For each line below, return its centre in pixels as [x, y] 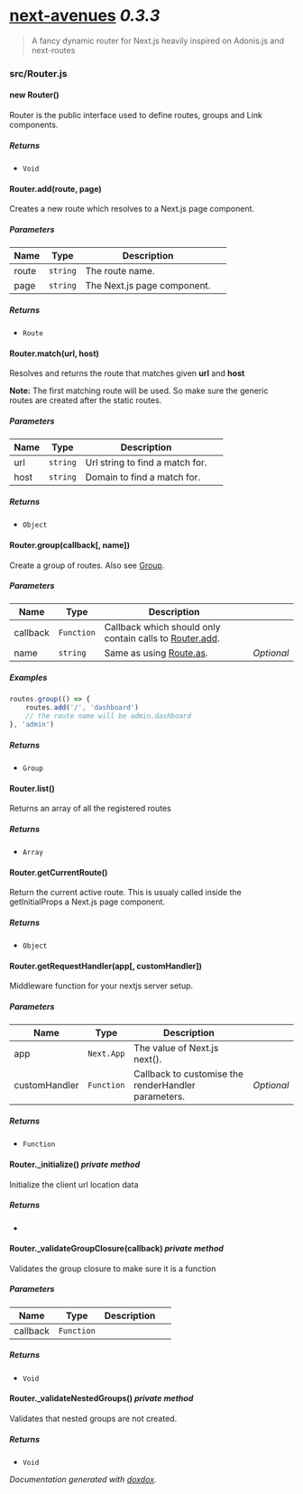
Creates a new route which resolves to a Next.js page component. [132, 209]
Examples [28, 678]
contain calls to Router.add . [162, 638]
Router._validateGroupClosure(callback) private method [116, 1249]
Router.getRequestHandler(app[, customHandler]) [106, 966]
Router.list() [32, 788]
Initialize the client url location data [74, 1184]
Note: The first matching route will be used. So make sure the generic [139, 391]
